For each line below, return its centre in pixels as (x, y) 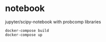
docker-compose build (27, 30)
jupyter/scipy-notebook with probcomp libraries (53, 22)
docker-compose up (24, 35)
